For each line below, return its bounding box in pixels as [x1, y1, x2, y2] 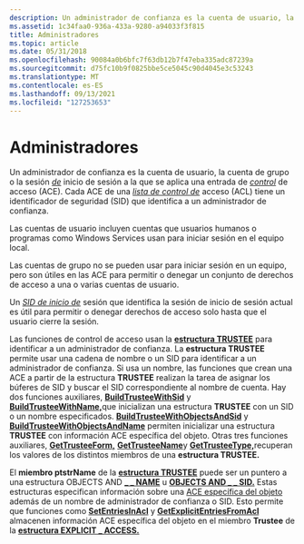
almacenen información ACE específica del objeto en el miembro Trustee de [9, 515, 295, 527]
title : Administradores [9, 30, 100, 39]
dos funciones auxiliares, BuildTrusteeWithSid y [9, 391, 191, 402]
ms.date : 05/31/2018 [9, 47, 88, 56]
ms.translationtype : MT [9, 73, 100, 82]
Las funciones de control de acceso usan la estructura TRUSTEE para [9, 333, 273, 345]
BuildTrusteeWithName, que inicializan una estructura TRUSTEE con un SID [9, 401, 294, 412]
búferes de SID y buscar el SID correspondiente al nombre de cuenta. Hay [9, 382, 287, 393]
